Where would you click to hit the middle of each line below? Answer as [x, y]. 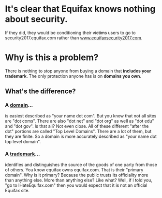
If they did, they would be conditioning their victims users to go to [70, 33]
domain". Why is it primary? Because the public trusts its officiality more [77, 175]
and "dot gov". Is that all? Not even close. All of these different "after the [77, 126]
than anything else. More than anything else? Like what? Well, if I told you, [79, 180]
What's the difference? [40, 91]
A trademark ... [22, 154]
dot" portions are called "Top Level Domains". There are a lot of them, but [78, 131]
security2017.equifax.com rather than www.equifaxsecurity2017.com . [74, 38]
